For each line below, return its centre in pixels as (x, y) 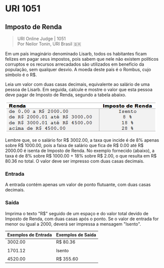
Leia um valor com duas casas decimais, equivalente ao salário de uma (77, 84)
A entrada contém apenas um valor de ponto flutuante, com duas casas (78, 185)
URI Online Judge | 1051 (41, 38)
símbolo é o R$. (21, 75)
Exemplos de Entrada (30, 235)
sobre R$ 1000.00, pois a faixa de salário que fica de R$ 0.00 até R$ (74, 145)
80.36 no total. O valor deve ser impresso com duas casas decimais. (75, 161)
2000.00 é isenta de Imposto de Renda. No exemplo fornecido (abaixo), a (80, 151)
